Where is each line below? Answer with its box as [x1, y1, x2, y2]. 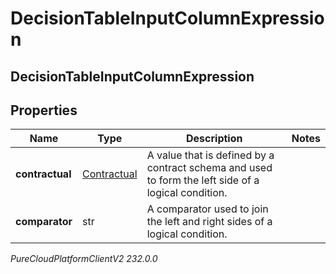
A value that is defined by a [146, 148, 275, 162]
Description [186, 132, 243, 146]
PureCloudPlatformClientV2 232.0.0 [10, 253, 158, 265]
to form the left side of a [146, 173, 260, 187]
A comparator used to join [146, 202, 269, 216]
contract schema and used [146, 161, 273, 175]
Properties [10, 102, 78, 119]
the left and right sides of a [146, 215, 273, 229]
